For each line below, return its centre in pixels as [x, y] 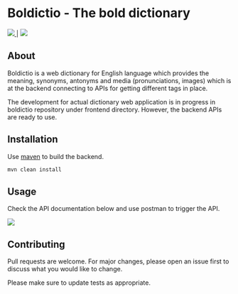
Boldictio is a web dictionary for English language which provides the [108, 73]
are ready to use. [32, 117]
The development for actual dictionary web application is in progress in [111, 102]
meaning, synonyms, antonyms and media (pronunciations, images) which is [119, 80]
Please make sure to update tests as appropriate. [79, 283]
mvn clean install [34, 169]
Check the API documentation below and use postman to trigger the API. [114, 209]
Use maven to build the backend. [56, 156]
